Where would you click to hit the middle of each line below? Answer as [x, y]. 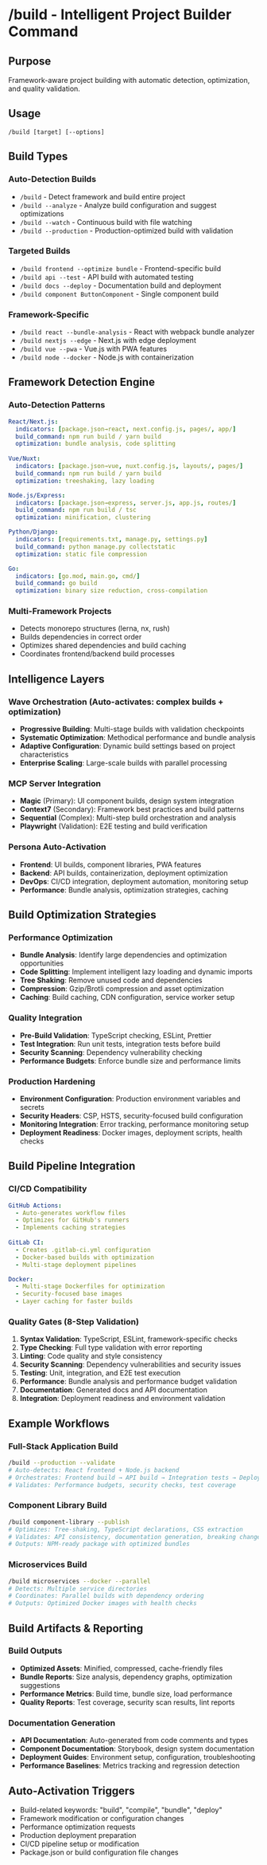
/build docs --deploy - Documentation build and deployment [120, 285]
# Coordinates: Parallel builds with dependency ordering [106, 1596]
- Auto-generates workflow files [71, 1213]
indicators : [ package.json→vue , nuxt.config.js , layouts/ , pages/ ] [130, 466]
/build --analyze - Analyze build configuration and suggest [118, 205]
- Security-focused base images [69, 1294]
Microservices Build [48, 1564]
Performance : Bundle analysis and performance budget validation [128, 1382]
